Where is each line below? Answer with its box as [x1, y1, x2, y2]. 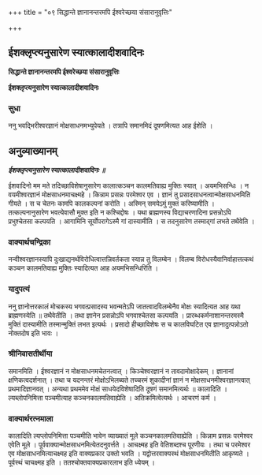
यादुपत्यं [8, 284, 30, 295]
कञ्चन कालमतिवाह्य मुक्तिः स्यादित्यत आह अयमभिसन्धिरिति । [8, 264, 159, 273]
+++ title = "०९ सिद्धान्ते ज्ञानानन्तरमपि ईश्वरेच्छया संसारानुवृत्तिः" [8, 8, 173, 17]
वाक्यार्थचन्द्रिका [8, 237, 51, 248]
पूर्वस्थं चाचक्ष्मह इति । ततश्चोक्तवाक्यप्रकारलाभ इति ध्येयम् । [8, 458, 156, 467]
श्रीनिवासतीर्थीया [8, 348, 53, 359]
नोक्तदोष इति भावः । [8, 328, 59, 338]
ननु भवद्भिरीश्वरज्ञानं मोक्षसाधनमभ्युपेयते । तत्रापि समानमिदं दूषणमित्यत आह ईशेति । [8, 121, 213, 130]
